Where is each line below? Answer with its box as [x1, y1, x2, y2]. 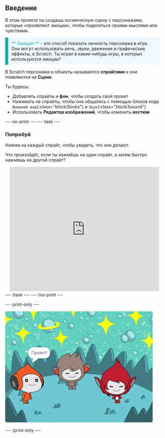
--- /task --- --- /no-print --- [5, 292, 63, 298]
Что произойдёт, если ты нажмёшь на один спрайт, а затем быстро [5, 152, 148, 158]
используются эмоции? [11, 56, 61, 62]
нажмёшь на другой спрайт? [5, 157, 66, 163]
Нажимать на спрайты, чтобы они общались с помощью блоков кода [12, 98, 159, 104]
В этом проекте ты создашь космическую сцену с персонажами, [5, 17, 143, 23]
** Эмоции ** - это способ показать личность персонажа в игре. [11, 40, 149, 46]
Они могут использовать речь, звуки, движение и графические [11, 46, 145, 51]
